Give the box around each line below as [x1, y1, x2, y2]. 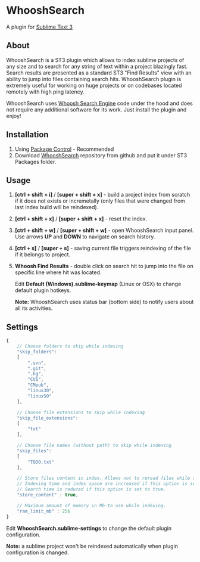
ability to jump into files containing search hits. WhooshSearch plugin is [6, 75, 182, 82]
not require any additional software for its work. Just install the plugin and [6, 105, 187, 113]
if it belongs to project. [14, 251, 70, 258]
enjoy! [6, 112, 21, 119]
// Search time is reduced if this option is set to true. [17, 486, 167, 492]
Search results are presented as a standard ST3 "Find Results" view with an [6, 69, 192, 76]
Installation [6, 129, 49, 140]
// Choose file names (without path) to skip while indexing [17, 442, 171, 449]
